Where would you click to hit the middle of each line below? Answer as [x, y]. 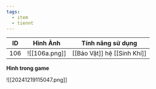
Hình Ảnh [47, 43]
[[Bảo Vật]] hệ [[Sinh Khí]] [109, 54]
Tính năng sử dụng [109, 43]
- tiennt [23, 23]
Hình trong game [28, 68]
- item [20, 17]
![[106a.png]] [47, 54]
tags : [13, 12]
